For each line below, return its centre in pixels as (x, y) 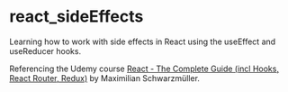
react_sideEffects (76, 17)
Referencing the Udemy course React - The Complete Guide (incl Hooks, (144, 69)
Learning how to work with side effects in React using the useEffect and (143, 41)
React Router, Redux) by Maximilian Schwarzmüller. (105, 78)
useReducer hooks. (45, 51)
